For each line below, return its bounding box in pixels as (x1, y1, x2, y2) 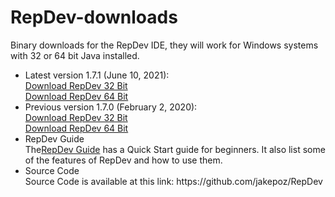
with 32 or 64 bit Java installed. (10, 49, 140, 61)
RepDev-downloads (10, 6, 178, 29)
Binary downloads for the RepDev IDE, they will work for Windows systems (10, 39, 319, 51)
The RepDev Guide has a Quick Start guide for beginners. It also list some (24, 143, 326, 155)
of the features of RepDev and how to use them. (24, 154, 223, 166)
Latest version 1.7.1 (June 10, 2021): (24, 69, 170, 81)
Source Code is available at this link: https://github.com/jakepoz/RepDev (24, 175, 323, 187)
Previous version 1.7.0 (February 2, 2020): (24, 101, 198, 113)
